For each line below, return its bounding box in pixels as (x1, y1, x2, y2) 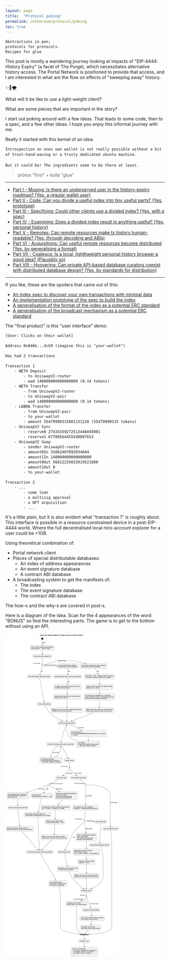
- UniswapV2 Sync (14, 424, 51, 429)
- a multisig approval (23, 495, 71, 500)
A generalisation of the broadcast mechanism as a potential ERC (12, 308, 147, 314)
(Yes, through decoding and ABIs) (34, 235, 105, 241)
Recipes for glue (5, 50, 42, 55)
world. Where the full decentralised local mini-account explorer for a (18, 524, 161, 531)
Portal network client (12, 549, 57, 556)
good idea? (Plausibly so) (12, 256, 66, 263)
